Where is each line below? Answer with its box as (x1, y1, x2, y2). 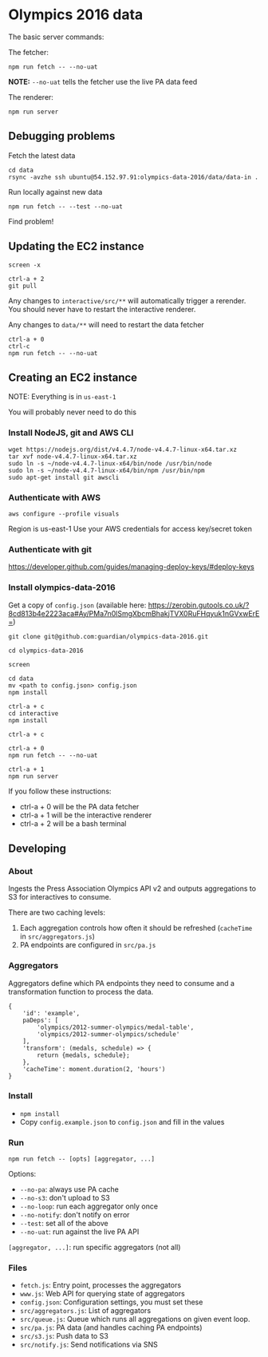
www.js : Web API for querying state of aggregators (19, 1289, 185, 1299)
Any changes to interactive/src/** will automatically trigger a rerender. (8, 295, 246, 305)
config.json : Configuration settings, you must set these (19, 1297, 203, 1307)
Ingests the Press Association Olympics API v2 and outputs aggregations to (8, 884, 257, 893)
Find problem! (8, 216, 54, 226)
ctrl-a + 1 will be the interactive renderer (19, 810, 152, 820)
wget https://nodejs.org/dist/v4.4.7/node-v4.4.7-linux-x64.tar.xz (8, 445, 238, 453)
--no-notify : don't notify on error (19, 1210, 130, 1220)
